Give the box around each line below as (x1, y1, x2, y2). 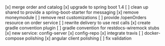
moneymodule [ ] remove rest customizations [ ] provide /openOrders (5, 15, 147, 20)
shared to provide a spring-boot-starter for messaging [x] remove (5, 9, 139, 15)
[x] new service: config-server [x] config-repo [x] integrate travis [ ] (5, 30, 143, 36)
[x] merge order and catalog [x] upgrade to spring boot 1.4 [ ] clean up (5, 4, 149, 10)
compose (5, 35, 25, 41)
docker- (144, 30, 161, 36)
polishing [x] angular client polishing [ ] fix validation (25, 35, 132, 41)
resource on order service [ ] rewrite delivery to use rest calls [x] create (5, 20, 151, 25)
